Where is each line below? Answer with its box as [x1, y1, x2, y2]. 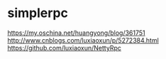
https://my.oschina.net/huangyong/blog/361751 [7, 28, 145, 37]
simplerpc [7, 5, 69, 21]
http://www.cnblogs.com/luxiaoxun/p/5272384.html [7, 36, 160, 44]
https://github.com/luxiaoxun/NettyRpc [7, 43, 122, 52]
